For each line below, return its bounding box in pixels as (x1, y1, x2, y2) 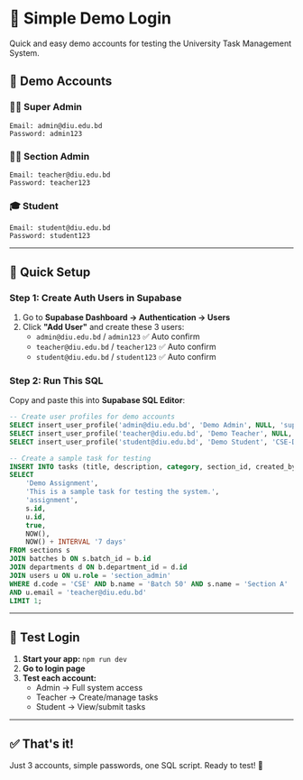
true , (25, 520, 47, 530)
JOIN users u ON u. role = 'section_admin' (9, 571, 171, 580)
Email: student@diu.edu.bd (9, 224, 111, 233)
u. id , (25, 512, 47, 521)
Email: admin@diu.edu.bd (9, 121, 103, 130)
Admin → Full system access (35, 683, 143, 693)
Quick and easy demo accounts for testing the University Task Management (9, 38, 292, 49)
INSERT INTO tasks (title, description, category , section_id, (9, 462, 252, 472)
